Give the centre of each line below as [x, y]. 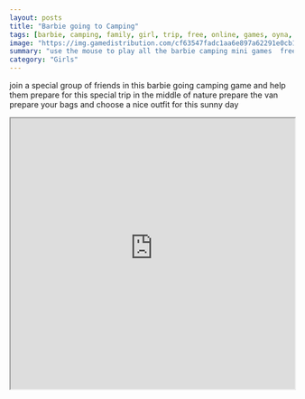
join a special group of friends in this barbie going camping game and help [148, 85]
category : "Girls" [44, 60]
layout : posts [36, 18]
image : [22, 43]
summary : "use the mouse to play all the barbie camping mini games [141, 51]
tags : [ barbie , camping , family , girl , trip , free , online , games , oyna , [151, 34]
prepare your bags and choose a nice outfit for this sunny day [124, 104]
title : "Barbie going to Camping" [74, 26]
